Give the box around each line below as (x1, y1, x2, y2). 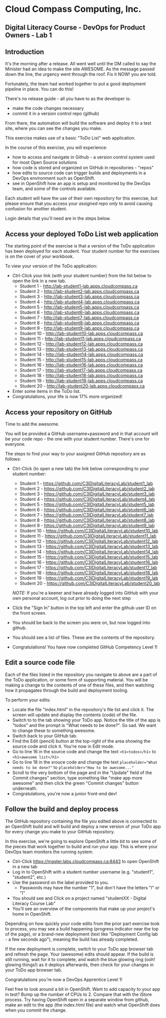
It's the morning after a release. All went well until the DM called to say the (5, 61, 157, 67)
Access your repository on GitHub (5, 408, 112, 416)
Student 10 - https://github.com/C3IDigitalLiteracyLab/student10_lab (19, 528, 159, 534)
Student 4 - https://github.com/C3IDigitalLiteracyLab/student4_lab (19, 496, 155, 502)
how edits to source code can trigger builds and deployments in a (12, 170, 146, 176)
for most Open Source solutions (12, 159, 78, 165)
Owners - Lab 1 (5, 31, 52, 39)
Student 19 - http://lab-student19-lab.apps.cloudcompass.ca (19, 378, 143, 384)
